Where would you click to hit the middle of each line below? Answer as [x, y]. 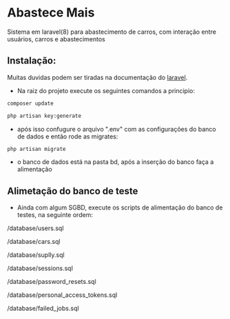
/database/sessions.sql [40, 268]
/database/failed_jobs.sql [43, 309]
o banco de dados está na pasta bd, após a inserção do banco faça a [115, 162]
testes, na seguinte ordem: [55, 215]
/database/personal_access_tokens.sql [62, 295]
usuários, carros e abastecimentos [56, 39]
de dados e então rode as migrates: [67, 136]
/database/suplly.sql [36, 255]
